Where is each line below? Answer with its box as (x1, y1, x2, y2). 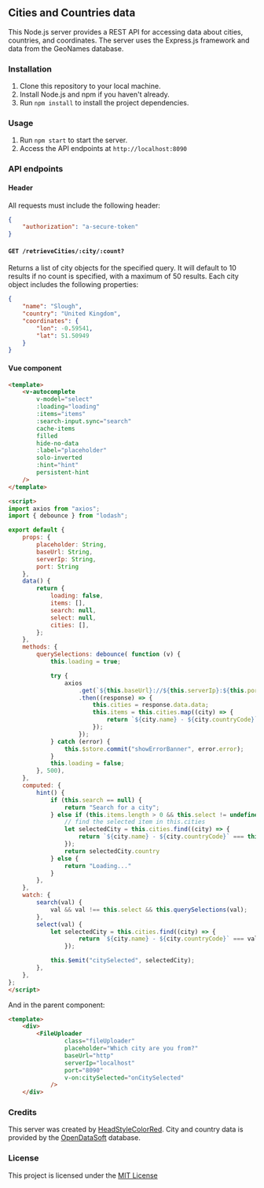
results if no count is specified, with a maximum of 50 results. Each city (8, 271, 240, 281)
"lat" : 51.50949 (36, 332, 90, 340)
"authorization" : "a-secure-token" (22, 223, 139, 231)
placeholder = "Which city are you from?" (64, 1045, 199, 1053)
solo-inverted (36, 454, 82, 462)
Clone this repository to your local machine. (19, 82, 161, 91)
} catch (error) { (49, 737, 111, 745)
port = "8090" (64, 1066, 104, 1074)
